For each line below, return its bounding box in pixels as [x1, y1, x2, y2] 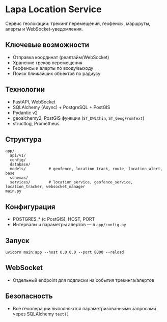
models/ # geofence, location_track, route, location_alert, [10, 167, 163, 172]
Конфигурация [5, 202, 55, 211]
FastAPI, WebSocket [12, 98, 56, 105]
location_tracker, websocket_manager [5, 184, 86, 190]
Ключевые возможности [5, 41, 90, 49]
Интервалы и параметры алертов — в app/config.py [12, 222, 126, 228]
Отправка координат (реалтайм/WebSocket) [12, 54, 109, 60]
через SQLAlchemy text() [12, 311, 69, 317]
